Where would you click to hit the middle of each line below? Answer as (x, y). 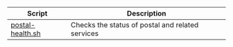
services (85, 33)
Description (147, 13)
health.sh (26, 33)
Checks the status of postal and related (135, 25)
